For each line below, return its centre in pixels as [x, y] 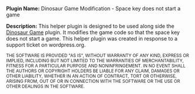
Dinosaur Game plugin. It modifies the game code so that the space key [93, 32]
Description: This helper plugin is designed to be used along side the [90, 26]
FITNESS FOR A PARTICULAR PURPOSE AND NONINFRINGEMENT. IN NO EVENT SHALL [96, 66]
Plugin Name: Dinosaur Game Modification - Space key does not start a [93, 9]
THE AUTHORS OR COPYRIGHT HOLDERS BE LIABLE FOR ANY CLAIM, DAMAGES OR [93, 71]
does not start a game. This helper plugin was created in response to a [92, 38]
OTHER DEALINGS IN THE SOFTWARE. [46, 86]
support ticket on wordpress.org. [46, 45]
